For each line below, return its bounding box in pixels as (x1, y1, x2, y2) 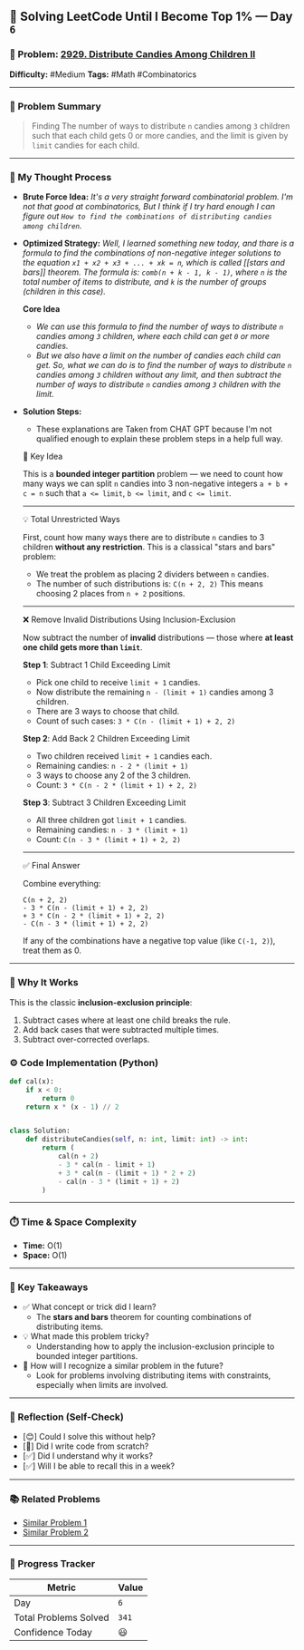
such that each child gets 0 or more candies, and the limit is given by (31, 130, 289, 141)
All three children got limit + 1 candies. (35, 815, 187, 826)
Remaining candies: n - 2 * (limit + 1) (35, 761, 189, 772)
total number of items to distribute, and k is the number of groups (22, 277, 267, 287)
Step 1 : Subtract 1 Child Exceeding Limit (22, 659, 171, 671)
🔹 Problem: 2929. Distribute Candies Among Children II (9, 48, 256, 61)
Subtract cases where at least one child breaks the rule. (22, 1014, 231, 1025)
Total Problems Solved (14, 1611, 110, 1624)
